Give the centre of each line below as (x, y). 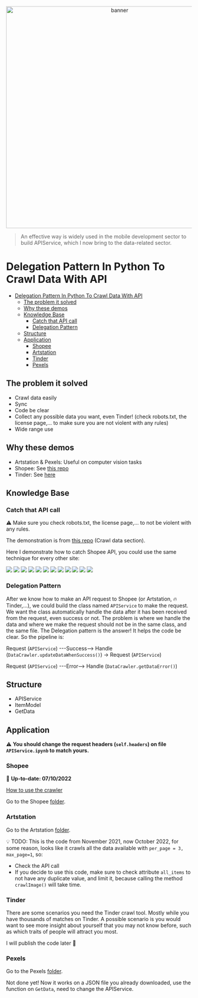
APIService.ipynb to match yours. (48, 751)
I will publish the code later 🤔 (41, 943)
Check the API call (37, 865)
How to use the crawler (34, 790)
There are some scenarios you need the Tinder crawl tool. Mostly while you (98, 913)
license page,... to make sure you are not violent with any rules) (92, 422)
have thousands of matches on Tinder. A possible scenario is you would (93, 919)
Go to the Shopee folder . (36, 802)
